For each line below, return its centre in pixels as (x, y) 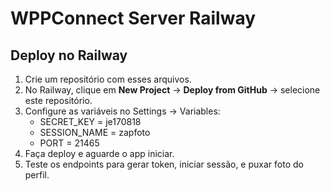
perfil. (37, 175)
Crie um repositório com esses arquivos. (108, 79)
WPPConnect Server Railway (133, 18)
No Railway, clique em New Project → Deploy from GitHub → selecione (172, 90)
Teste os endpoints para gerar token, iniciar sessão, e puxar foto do (164, 164)
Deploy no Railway (69, 55)
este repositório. (58, 100)
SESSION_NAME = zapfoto (95, 132)
